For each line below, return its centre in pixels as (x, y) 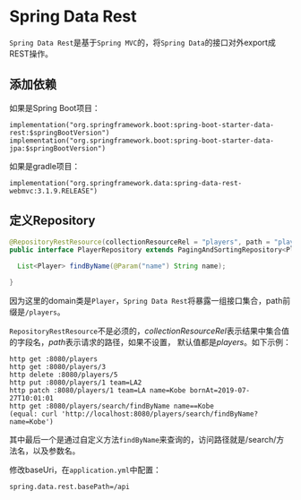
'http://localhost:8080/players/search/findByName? (159, 414)
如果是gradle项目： (45, 166)
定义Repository (52, 221)
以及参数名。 (56, 451)
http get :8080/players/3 (57, 367)
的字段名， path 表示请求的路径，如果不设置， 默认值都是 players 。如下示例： (150, 342)
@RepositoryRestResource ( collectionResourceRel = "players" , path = (140, 242)
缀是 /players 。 (37, 312)
